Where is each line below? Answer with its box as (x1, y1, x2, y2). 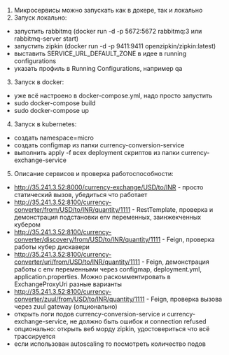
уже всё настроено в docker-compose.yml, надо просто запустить (13, 91, 213, 100)
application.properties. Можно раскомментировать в (13, 273, 171, 281)
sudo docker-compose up (13, 107, 89, 114)
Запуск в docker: (13, 78, 64, 86)
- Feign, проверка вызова (146, 295, 223, 303)
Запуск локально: (13, 13, 67, 22)
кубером (13, 220, 41, 229)
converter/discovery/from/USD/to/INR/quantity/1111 (13, 235, 161, 243)
